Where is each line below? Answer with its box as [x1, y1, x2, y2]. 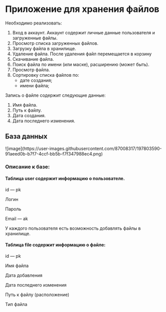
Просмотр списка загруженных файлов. [12, 40, 99, 46]
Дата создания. [12, 112, 46, 118]
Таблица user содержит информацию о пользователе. [5, 175, 125, 181]
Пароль [5, 206, 21, 212]
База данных [5, 132, 48, 141]
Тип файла [5, 302, 27, 308]
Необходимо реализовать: [5, 20, 62, 26]
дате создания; [19, 77, 52, 83]
